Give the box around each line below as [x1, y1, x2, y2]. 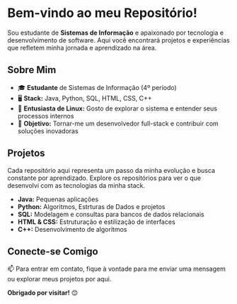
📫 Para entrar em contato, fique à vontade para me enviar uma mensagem [7, 264, 226, 274]
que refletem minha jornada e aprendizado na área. [7, 43, 157, 52]
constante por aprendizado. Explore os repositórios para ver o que [7, 174, 202, 182]
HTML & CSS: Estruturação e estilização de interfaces [17, 218, 175, 226]
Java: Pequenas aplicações [17, 195, 99, 203]
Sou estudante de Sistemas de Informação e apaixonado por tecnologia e [7, 28, 224, 37]
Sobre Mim [7, 64, 57, 76]
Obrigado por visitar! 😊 [7, 288, 79, 297]
